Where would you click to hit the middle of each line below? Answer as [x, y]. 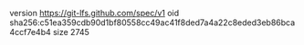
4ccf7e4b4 [31, 32]
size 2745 [71, 32]
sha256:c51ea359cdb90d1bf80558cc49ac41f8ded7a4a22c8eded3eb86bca [152, 22]
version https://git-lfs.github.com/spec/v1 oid [94, 13]
